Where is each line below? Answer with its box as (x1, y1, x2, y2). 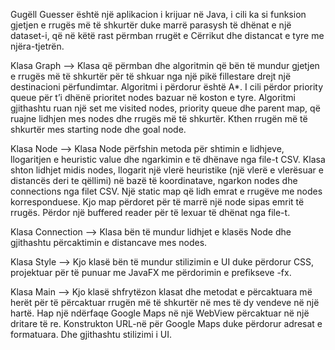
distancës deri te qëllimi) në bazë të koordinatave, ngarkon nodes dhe (10, 175, 298, 186)
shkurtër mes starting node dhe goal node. (10, 124, 187, 135)
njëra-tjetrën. (10, 40, 65, 52)
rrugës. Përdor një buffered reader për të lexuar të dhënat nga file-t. (10, 207, 291, 218)
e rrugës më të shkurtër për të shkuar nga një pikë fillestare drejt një (10, 70, 292, 82)
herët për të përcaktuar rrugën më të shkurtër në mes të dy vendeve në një (10, 297, 320, 308)
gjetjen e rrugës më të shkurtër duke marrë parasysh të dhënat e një (10, 19, 292, 31)
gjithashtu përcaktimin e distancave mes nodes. (10, 237, 208, 248)
